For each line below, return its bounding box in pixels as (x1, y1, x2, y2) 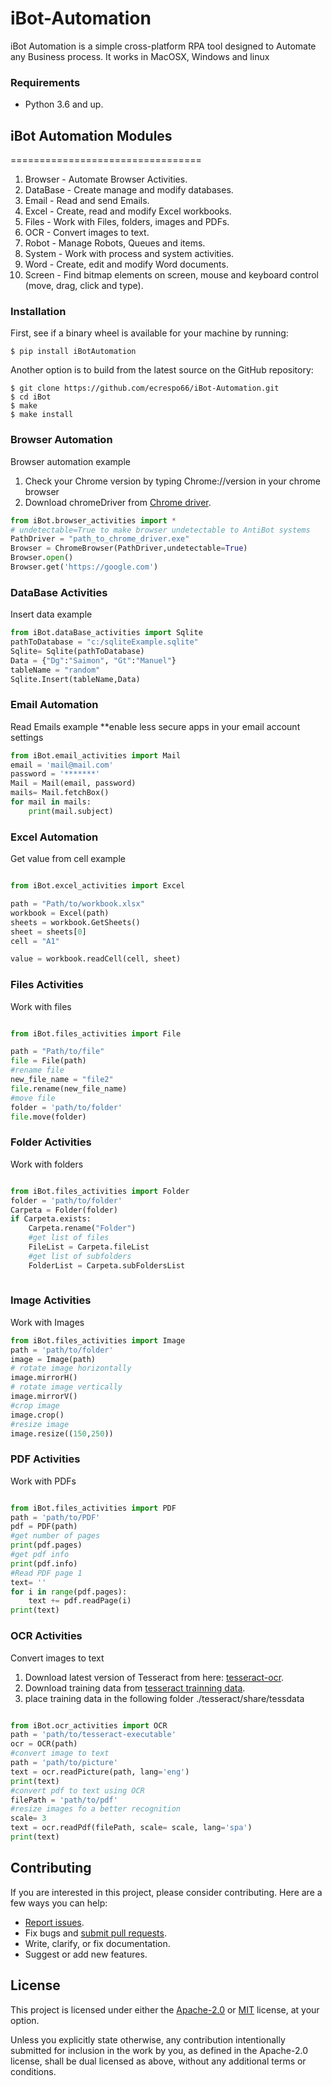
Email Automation (10, 698, 99, 712)
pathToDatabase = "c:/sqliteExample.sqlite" (10, 637, 199, 647)
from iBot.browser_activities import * (10, 515, 177, 526)
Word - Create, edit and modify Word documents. (24, 258, 229, 271)
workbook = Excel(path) (10, 908, 110, 918)
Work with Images (10, 1316, 85, 1328)
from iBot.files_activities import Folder (10, 1186, 190, 1196)
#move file (10, 1093, 56, 1103)
